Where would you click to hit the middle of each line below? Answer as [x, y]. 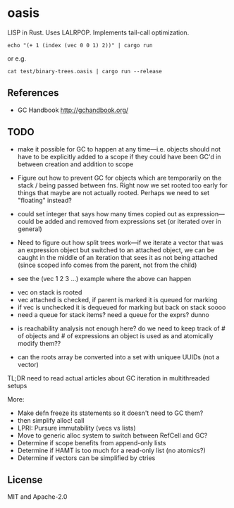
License [25, 479]
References [33, 93]
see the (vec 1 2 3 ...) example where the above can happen [104, 278]
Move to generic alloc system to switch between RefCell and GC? [112, 435]
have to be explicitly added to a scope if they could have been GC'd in [119, 156]
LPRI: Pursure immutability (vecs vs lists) [76, 428]
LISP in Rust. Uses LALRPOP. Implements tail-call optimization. [98, 32]
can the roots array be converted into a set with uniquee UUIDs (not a [118, 357]
